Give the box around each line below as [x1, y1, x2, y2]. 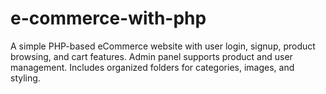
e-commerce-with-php [10, 7, 207, 30]
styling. [10, 72, 41, 84]
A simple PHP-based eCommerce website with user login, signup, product [10, 40, 316, 52]
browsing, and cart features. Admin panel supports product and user [10, 50, 293, 62]
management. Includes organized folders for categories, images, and [10, 61, 295, 73]
